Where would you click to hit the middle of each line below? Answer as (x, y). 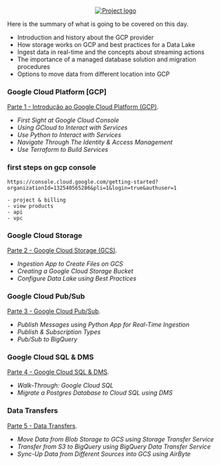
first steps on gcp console (52, 168)
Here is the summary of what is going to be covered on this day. (98, 24)
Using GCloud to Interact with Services (72, 128)
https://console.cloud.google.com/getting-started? (83, 182)
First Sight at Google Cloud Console (68, 120)
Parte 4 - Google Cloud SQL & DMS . (58, 372)
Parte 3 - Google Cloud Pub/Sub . (54, 311)
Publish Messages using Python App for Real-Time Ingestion (103, 325)
